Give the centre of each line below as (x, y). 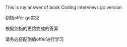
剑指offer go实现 (22, 18)
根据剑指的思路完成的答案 (32, 28)
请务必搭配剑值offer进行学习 (35, 39)
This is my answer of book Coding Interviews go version (64, 7)
